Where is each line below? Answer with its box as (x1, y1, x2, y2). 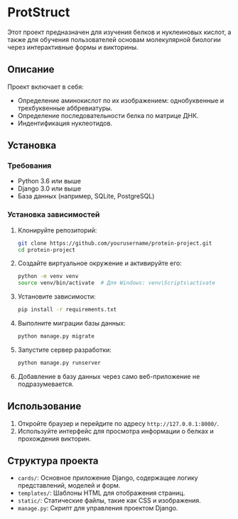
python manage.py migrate (17, 333, 94, 340)
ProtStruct (7, 4, 70, 21)
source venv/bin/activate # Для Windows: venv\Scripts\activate (17, 279, 215, 287)
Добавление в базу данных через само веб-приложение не (17, 372, 200, 380)
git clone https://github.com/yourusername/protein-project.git (17, 240, 212, 247)
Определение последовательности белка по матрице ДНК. (17, 111, 199, 119)
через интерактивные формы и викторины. (7, 43, 139, 51)
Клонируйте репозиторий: (17, 225, 97, 235)
